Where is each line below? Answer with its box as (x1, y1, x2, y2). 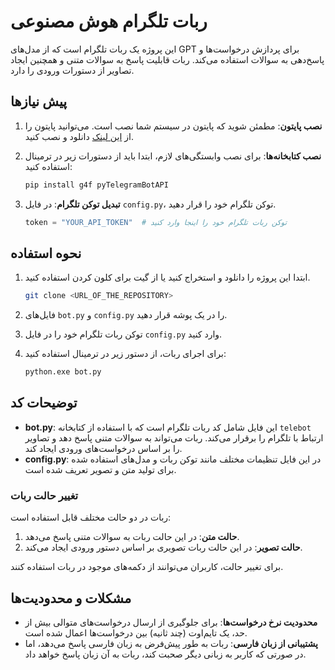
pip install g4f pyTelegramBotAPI (24, 180, 169, 190)
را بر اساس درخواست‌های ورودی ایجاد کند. (24, 442, 183, 454)
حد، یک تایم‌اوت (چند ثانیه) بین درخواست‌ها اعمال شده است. (24, 626, 248, 639)
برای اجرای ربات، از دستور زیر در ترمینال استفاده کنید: (24, 348, 227, 360)
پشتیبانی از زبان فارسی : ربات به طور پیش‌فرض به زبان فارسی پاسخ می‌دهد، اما (24, 637, 318, 649)
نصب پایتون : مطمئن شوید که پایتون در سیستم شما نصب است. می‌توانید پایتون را (24, 120, 323, 132)
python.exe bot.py (24, 367, 102, 377)
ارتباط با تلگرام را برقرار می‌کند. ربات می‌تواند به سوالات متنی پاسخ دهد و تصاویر (24, 431, 324, 444)
